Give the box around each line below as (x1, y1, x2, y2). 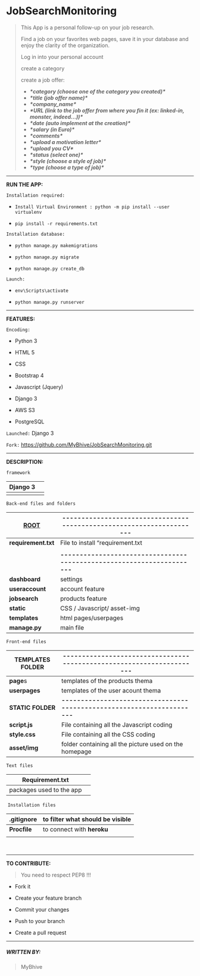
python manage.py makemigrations (14, 242, 98, 248)
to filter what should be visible (42, 815, 132, 823)
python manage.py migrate (14, 254, 79, 260)
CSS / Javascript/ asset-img (60, 604, 140, 612)
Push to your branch (14, 917, 65, 924)
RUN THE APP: (6, 180, 43, 188)
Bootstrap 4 (14, 372, 44, 379)
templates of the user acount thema (61, 686, 161, 694)
